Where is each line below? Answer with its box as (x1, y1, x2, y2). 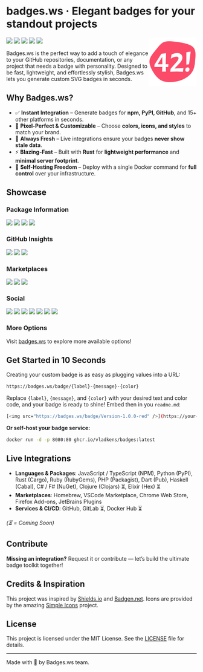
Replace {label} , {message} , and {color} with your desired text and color (6, 394, 188, 402)
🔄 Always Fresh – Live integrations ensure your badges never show (14, 135, 185, 142)
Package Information (6, 206, 69, 214)
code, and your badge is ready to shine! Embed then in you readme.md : (6, 401, 181, 408)
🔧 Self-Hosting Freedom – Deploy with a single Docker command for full (14, 163, 197, 171)
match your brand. (14, 128, 62, 135)
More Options (6, 324, 47, 332)
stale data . (14, 141, 42, 149)
